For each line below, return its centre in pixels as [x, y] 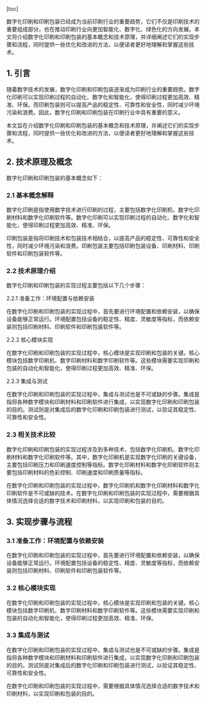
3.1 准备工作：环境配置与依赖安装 [55, 540]
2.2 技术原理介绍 [31, 271]
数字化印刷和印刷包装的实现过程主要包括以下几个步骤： [76, 285]
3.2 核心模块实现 [31, 588]
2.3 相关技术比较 [31, 435]
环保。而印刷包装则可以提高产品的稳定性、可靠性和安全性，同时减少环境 [108, 104]
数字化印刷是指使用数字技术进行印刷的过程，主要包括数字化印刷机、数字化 [100, 209]
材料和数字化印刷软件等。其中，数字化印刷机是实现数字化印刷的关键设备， [105, 457]
